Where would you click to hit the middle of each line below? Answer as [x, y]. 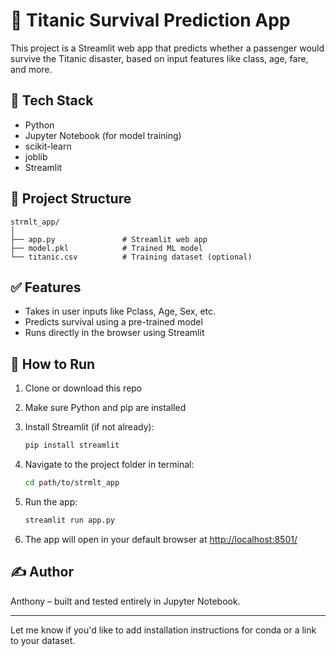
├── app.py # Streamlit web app [109, 239]
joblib [36, 156]
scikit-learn [48, 146]
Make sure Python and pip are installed [105, 408]
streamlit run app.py [69, 520]
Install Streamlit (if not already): [89, 427]
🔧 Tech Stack [52, 100]
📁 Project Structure [71, 199]
